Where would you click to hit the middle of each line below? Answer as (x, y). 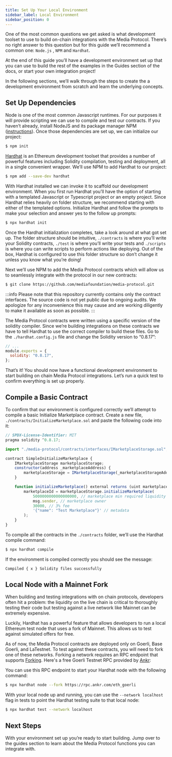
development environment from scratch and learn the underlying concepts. (84, 87)
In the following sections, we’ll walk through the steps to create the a (78, 81)
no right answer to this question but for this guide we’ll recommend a (78, 45)
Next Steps (23, 726)
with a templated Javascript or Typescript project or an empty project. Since (86, 197)
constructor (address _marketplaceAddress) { (63, 468)
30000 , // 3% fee (51, 506)
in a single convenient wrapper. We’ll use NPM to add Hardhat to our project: (86, 167)
